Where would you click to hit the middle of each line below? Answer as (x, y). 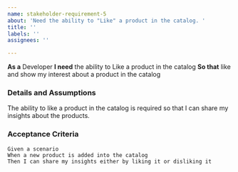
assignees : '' (29, 41)
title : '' (22, 27)
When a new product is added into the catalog (78, 155)
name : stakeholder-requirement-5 (57, 14)
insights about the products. (49, 116)
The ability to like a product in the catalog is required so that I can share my (118, 108)
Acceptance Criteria (43, 134)
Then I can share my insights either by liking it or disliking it (110, 161)
